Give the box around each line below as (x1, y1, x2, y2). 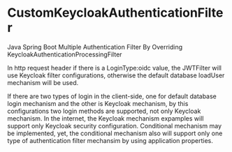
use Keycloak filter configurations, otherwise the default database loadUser (7, 71, 225, 79)
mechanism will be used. (7, 78, 79, 86)
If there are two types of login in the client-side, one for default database (7, 92, 217, 100)
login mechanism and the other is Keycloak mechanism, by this (7, 99, 189, 107)
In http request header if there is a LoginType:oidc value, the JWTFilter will (7, 63, 222, 72)
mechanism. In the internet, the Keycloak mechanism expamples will (7, 114, 204, 123)
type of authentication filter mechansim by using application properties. (7, 136, 213, 144)
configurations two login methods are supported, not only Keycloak (7, 107, 201, 115)
